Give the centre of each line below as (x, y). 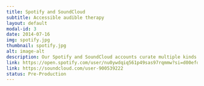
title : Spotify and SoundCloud (46, 12)
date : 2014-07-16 (28, 35)
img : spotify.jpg (28, 40)
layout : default (27, 23)
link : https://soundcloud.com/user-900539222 (65, 68)
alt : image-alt (25, 51)
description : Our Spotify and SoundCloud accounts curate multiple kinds (102, 57)
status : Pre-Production (36, 74)
